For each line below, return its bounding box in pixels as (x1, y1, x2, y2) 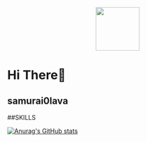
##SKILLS (7, 113, 36, 121)
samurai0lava (7, 95, 69, 106)
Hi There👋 (7, 68, 66, 83)
